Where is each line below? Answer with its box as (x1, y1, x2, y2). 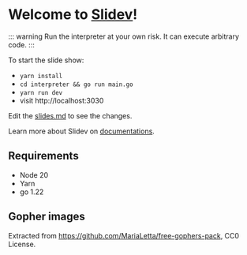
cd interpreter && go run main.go (19, 81, 133, 88)
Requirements (8, 149, 79, 163)
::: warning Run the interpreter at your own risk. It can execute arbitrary (8, 32, 239, 41)
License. (8, 239, 36, 249)
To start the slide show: (8, 55, 84, 65)
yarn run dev (19, 88, 63, 96)
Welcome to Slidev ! (8, 6, 138, 24)
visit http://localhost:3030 (19, 96, 104, 105)
